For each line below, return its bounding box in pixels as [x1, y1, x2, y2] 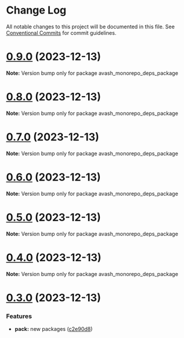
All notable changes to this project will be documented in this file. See [6, 23, 175, 30]
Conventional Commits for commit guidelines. [6, 29, 116, 36]
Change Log [6, 4, 66, 17]
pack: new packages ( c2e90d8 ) [14, 326, 93, 333]
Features [6, 312, 32, 320]
